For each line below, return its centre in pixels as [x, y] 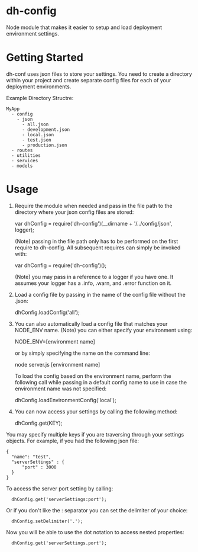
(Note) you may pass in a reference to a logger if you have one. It [94, 277]
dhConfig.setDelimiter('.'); [47, 521]
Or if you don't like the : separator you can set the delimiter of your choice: [97, 510]
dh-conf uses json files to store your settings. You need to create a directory [99, 74]
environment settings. [33, 33]
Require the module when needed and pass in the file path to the [93, 206]
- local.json [38, 134]
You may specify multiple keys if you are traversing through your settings [95, 434]
